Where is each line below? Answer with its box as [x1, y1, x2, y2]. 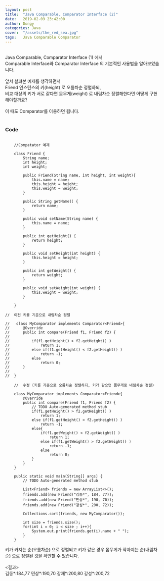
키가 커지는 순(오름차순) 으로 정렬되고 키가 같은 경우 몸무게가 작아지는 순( [5, 547, 146, 553]
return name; [31, 204, 58, 209]
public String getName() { [23, 199, 79, 204]
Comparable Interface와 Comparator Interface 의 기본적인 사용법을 [5, 60, 138, 66]
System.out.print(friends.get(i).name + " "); [31, 528, 129, 534]
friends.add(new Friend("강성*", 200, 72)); [23, 503, 114, 508]
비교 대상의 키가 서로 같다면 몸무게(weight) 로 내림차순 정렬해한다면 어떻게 [5, 90, 149, 97]
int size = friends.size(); [23, 520, 81, 525]
